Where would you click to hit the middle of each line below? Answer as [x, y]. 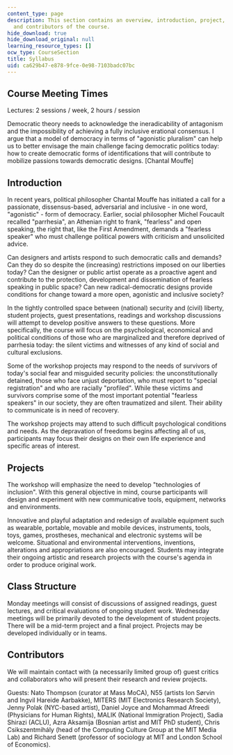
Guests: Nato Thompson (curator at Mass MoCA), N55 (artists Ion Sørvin [111, 692]
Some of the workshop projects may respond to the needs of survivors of [112, 366]
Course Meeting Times [58, 94]
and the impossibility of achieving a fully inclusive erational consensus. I [111, 131]
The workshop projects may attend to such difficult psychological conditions [117, 424]
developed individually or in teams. [57, 633]
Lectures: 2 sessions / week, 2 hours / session [74, 110]
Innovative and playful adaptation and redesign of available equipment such [116, 520]
